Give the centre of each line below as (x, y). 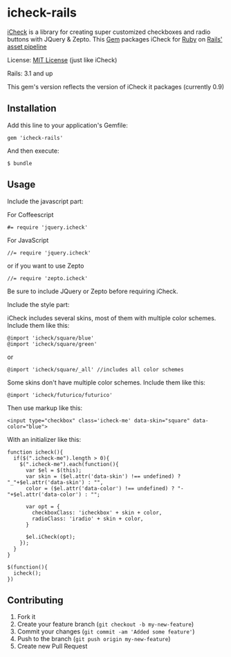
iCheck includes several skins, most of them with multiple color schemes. (112, 318)
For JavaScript (28, 240)
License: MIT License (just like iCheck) (62, 59)
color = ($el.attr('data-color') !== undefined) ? (100, 488)
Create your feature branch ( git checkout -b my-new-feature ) (105, 624)
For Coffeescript (30, 214)
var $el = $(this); (53, 470)
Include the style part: (38, 304)
